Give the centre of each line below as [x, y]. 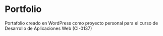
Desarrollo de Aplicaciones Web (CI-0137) [48, 28]
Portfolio [23, 9]
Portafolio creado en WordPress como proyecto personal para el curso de [82, 23]
